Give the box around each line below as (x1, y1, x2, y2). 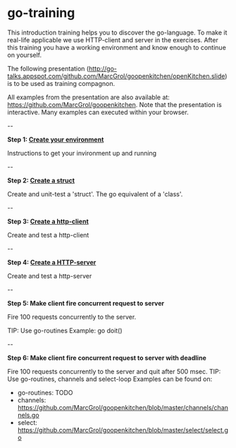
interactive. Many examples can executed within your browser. (7, 108, 189, 116)
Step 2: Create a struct (7, 176, 75, 185)
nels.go (17, 411, 40, 419)
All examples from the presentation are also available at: (7, 93, 170, 101)
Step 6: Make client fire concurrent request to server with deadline (7, 354, 206, 362)
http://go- (88, 64, 118, 73)
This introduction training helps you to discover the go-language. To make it (7, 28, 228, 37)
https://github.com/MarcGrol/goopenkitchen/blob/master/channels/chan (17, 403, 229, 411)
